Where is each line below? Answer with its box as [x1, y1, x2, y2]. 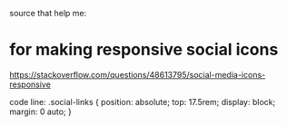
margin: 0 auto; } [9, 106, 73, 117]
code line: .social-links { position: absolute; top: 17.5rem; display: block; [9, 96, 276, 107]
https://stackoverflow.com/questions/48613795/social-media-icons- [9, 69, 266, 80]
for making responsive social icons [9, 40, 279, 60]
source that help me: [9, 8, 87, 18]
